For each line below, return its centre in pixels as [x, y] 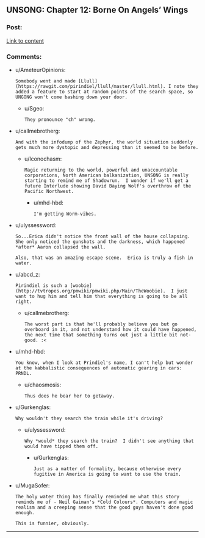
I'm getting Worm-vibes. [65, 214]
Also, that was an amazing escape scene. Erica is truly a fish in [104, 258]
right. [23, 302]
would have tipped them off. [61, 446]
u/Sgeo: [34, 108]
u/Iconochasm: [43, 159]
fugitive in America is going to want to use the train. [107, 474]
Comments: [24, 56]
